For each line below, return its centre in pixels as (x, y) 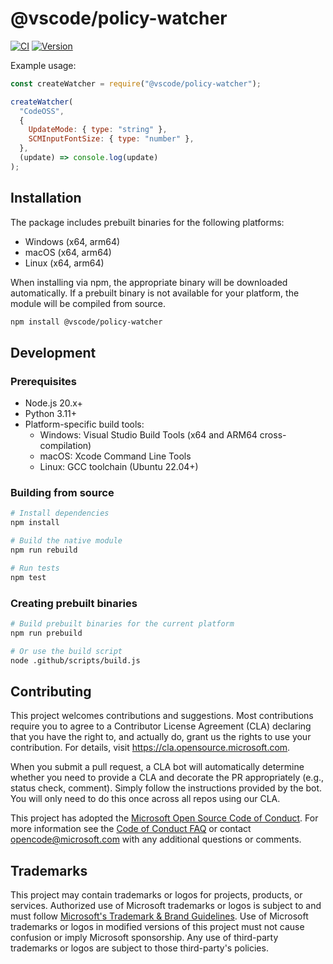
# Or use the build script (66, 651)
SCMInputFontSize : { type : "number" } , (111, 139)
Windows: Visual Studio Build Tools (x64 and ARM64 (148, 435)
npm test (28, 577)
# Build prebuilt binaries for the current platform (122, 624)
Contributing (51, 691)
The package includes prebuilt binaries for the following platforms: (147, 222)
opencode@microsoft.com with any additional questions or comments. (156, 839)
